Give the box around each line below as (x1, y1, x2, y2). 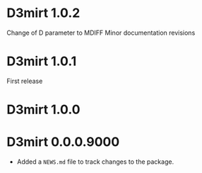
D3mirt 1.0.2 (6, 5, 81, 21)
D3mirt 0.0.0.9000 (6, 134, 120, 150)
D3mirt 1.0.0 (6, 101, 81, 118)
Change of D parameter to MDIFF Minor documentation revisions (6, 28, 196, 37)
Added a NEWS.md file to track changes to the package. (16, 157, 174, 166)
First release (6, 77, 43, 85)
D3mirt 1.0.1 (6, 53, 77, 69)
